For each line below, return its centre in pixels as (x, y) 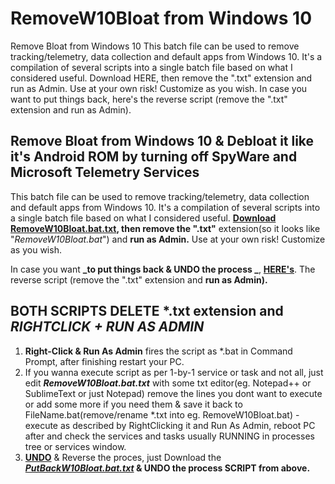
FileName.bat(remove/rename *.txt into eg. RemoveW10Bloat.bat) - (162, 414)
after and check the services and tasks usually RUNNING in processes (169, 436)
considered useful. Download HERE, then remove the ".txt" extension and (161, 78)
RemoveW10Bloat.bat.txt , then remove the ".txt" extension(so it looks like (165, 228)
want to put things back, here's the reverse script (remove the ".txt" (149, 99)
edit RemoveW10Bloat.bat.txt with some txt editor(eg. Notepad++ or (168, 383)
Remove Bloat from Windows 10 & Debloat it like (162, 141)
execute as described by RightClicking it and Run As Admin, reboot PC (170, 425)
